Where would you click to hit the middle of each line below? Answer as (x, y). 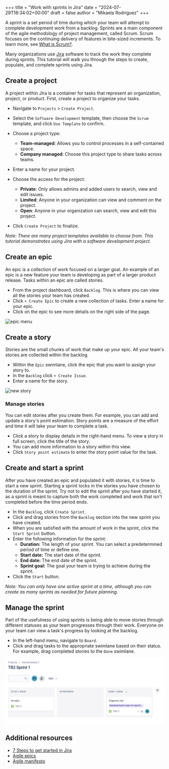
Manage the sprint (35, 608)
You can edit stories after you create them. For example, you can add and (82, 415)
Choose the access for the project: (49, 179)
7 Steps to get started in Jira (42, 750)
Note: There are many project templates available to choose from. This (79, 235)
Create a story (28, 337)
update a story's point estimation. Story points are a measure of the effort (82, 420)
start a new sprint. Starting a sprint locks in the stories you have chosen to (83, 485)
